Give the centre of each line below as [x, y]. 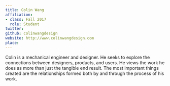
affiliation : [19, 15]
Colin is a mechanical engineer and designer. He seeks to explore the [78, 57]
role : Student [25, 24]
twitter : [14, 29]
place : [12, 43]
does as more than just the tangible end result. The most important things [82, 68]
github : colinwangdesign [31, 33]
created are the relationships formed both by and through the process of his [85, 73]
